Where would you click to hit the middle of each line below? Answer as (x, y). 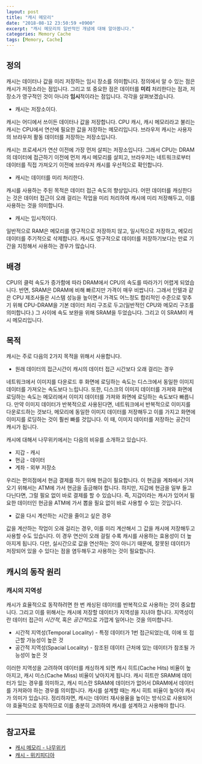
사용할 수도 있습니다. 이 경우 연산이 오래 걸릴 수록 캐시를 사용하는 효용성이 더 (96, 536)
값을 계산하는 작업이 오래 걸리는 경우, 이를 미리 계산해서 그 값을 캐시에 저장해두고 (101, 528)
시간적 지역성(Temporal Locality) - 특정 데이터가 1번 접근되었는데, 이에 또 (101, 633)
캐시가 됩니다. (23, 427)
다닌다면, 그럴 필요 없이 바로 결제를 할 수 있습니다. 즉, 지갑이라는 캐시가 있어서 (97, 495)
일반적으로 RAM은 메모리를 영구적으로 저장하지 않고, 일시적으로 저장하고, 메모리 (99, 231)
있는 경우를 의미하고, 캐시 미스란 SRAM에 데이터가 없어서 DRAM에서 (98, 683)
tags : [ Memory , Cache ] (35, 40)
